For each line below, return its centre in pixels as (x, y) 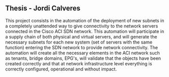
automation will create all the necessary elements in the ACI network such (82, 53)
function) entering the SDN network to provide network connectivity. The (82, 47)
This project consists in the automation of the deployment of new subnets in (85, 20)
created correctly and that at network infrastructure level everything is (79, 63)
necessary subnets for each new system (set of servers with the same (79, 42)
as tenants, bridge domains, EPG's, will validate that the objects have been (83, 58)
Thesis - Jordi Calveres (43, 8)
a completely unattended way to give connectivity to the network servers (82, 26)
